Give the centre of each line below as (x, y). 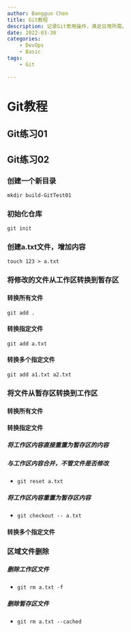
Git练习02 (28, 160)
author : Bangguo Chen (38, 13)
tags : (15, 58)
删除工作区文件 (28, 569)
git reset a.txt (40, 482)
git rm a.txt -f (40, 587)
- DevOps (32, 45)
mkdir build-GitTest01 (39, 195)
